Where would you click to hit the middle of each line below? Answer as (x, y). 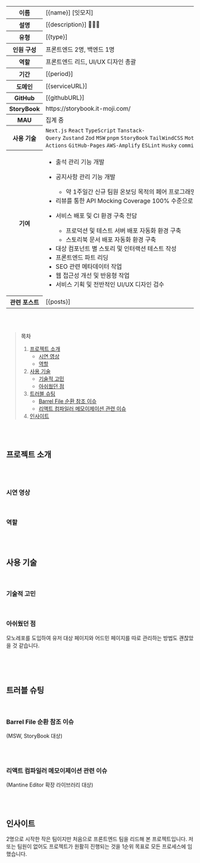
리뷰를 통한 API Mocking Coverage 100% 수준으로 (124, 201)
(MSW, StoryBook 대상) (34, 736)
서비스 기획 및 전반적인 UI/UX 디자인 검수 (110, 284)
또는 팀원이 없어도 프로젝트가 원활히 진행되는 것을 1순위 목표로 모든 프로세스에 (96, 847)
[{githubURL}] (65, 98)
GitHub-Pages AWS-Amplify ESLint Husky (123, 145)
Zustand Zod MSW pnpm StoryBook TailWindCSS (123, 138)
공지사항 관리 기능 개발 (86, 177)
